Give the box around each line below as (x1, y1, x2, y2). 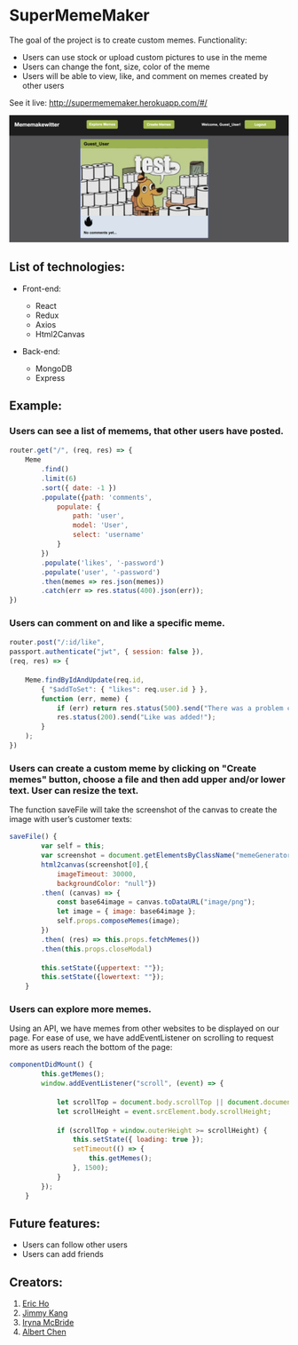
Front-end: (21, 283, 62, 294)
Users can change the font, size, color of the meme (21, 61, 210, 72)
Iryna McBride (21, 1317, 74, 1328)
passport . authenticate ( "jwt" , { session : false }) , (9, 647, 204, 657)
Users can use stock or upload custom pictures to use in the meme (21, 51, 268, 62)
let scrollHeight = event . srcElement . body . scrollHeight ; (56, 1107, 272, 1116)
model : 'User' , (72, 521, 129, 530)
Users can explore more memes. (9, 1003, 153, 1016)
